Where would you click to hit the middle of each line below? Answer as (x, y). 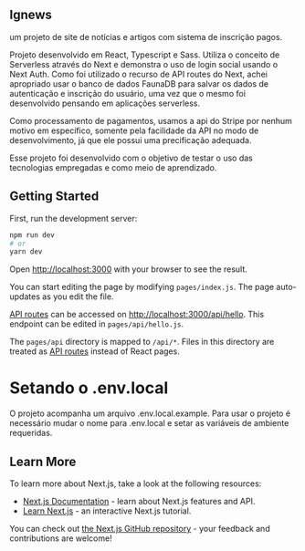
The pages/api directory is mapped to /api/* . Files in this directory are (142, 342)
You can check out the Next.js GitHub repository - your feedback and (140, 529)
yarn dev (26, 252)
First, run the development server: (74, 218)
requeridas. (31, 433)
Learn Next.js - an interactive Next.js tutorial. (107, 511)
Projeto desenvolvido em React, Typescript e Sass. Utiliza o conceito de (145, 55)
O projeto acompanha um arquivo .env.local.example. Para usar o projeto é (150, 413)
